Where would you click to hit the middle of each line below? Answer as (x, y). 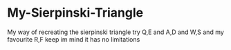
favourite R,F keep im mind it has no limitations (74, 39)
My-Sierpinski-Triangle (75, 13)
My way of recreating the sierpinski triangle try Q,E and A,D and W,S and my (116, 32)
